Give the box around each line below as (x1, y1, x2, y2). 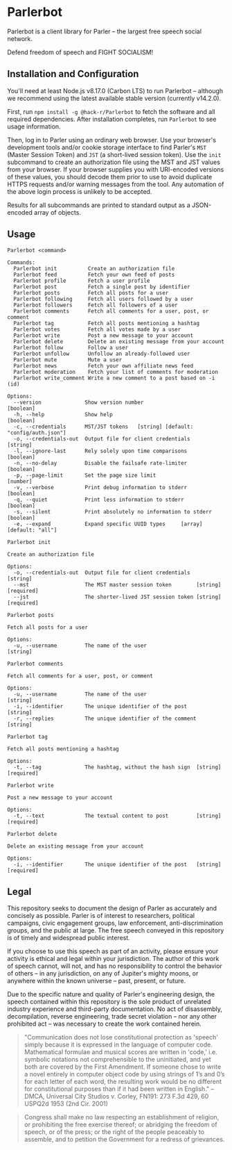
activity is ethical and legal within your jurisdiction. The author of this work (7, 955, 220, 963)
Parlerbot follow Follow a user (13, 344, 129, 351)
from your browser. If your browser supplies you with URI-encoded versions (7, 165, 224, 174)
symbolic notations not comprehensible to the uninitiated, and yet (24, 1055, 211, 1064)
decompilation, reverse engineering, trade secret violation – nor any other (7, 1012, 217, 1021)
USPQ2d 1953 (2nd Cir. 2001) (24, 1099, 109, 1108)
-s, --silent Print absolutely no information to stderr (13, 508, 213, 515)
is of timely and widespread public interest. (7, 934, 130, 942)
